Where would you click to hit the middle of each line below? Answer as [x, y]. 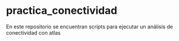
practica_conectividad [62, 11]
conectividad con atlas [33, 32]
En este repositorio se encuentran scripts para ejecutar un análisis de [90, 27]
